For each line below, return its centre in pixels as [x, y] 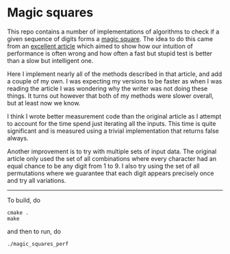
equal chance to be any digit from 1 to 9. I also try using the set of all [103, 166]
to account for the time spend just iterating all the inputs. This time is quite [112, 123]
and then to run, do [34, 231]
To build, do [24, 200]
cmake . [18, 213]
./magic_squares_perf [38, 244]
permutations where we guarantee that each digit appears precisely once [111, 173]
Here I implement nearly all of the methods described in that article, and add [115, 74]
